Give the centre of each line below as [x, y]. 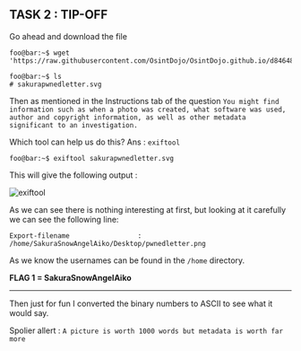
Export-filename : [76, 236]
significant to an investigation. [74, 125]
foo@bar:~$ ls [36, 76]
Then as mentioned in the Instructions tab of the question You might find [144, 101]
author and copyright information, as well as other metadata [128, 117]
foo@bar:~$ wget [39, 53]
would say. [29, 312]
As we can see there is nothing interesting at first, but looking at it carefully [148, 209]
